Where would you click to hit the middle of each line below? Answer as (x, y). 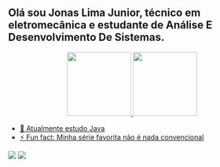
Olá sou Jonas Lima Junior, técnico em (104, 13)
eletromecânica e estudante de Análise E (110, 25)
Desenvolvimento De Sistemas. (86, 37)
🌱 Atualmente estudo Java (62, 128)
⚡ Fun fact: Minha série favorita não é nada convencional (112, 137)
